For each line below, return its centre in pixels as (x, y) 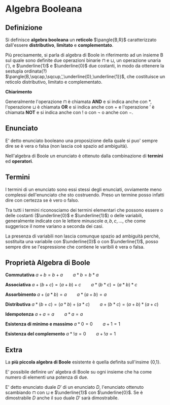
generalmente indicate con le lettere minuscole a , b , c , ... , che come (76, 221)
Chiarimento (19, 92)
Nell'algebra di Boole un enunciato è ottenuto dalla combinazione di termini (84, 156)
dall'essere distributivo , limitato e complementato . (59, 45)
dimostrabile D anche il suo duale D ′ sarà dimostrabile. (62, 398)
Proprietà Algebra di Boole (48, 263)
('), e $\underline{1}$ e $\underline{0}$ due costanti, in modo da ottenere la (85, 66)
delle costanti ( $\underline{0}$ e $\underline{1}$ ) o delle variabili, (74, 215)
